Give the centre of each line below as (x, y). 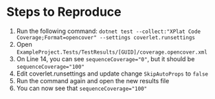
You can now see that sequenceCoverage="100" (82, 88)
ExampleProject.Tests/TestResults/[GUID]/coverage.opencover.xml (112, 52)
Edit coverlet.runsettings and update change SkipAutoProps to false (112, 74)
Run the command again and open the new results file (93, 80)
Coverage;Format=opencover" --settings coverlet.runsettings (106, 37)
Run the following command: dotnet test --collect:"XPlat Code (108, 31)
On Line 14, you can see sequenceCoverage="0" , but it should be (105, 58)
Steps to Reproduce (64, 12)
